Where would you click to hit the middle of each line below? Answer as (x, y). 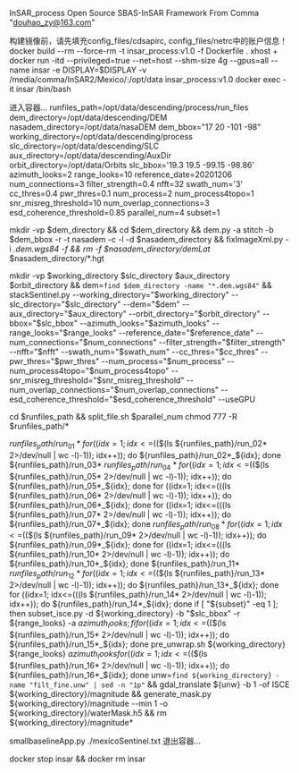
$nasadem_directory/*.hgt (57, 258)
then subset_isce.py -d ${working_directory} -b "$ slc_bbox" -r (125, 614)
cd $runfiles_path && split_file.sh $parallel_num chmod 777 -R (124, 416)
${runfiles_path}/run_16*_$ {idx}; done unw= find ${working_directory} (141, 675)
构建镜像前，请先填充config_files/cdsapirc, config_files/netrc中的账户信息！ (149, 41)
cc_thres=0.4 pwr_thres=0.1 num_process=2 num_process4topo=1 (132, 193)
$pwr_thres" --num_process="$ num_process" (140, 361)
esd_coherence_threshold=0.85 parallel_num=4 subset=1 (115, 212)
